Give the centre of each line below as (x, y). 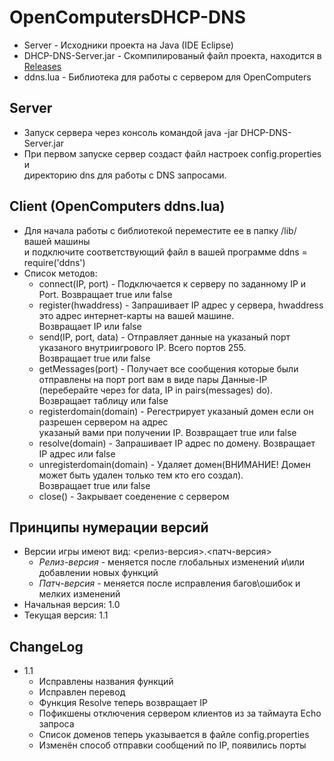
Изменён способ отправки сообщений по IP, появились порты (172, 745)
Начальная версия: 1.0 (72, 605)
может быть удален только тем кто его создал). (141, 475)
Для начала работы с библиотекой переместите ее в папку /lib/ (160, 230)
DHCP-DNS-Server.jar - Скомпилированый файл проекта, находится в (172, 55)
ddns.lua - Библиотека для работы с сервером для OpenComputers (167, 77)
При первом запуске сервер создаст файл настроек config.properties (172, 153)
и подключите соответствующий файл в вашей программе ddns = (165, 252)
